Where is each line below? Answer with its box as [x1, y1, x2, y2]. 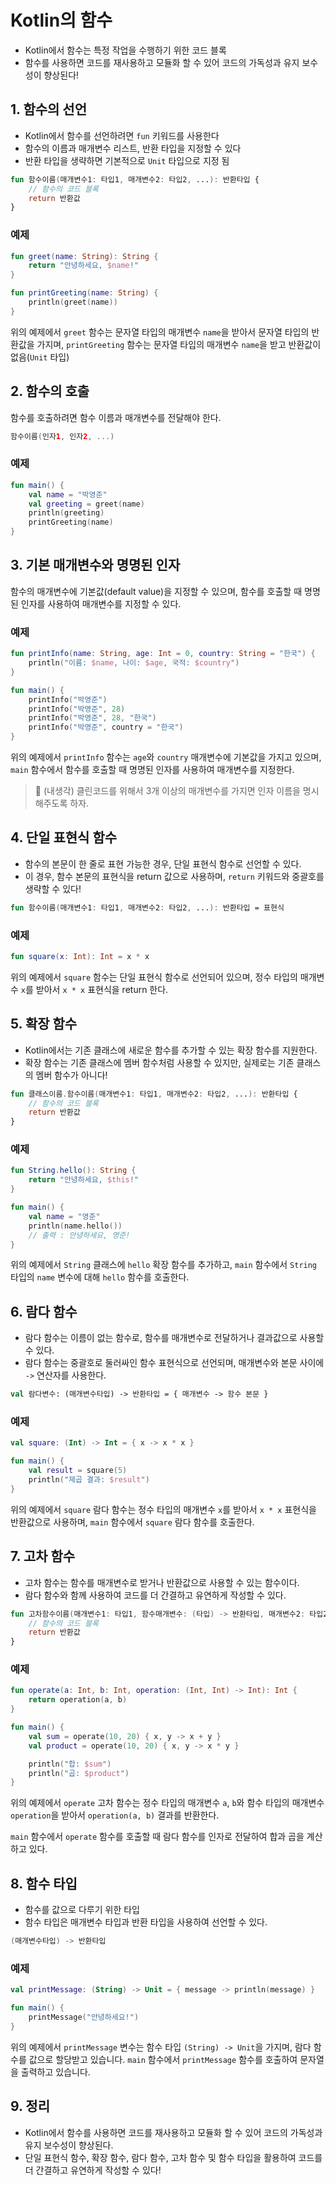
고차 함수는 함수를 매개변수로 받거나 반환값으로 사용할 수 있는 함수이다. [24, 1576, 300, 1588]
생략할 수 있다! [24, 882, 82, 895]
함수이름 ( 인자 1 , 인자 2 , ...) [10, 431, 115, 441]
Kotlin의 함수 [10, 9, 113, 32]
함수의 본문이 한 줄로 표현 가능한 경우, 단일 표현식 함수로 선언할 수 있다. [24, 857, 302, 870]
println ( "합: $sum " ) [28, 1759, 112, 1769]
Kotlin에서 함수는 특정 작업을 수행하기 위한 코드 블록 [24, 44, 227, 56]
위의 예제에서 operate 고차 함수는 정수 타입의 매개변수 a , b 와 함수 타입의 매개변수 [10, 1797, 325, 1809]
